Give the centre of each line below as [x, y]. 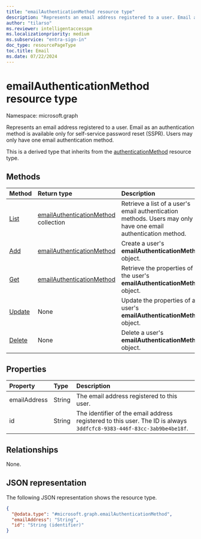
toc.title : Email [28, 51]
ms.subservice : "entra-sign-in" [46, 40]
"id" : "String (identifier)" [48, 525]
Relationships [32, 450]
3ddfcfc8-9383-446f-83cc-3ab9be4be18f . [132, 429]
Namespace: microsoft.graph [42, 115]
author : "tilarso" [29, 23]
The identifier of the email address [124, 414]
